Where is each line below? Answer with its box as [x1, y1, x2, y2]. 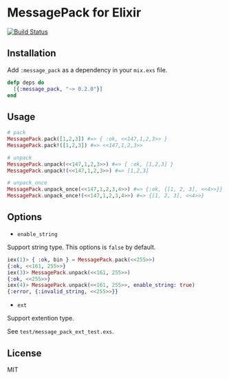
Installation [7, 47, 56, 59]
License [7, 347, 42, 359]
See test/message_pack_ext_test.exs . [7, 327, 115, 336]
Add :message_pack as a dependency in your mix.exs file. [7, 65, 168, 74]
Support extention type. [7, 314, 74, 323]
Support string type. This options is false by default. [7, 243, 156, 251]
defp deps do [7, 79, 45, 86]
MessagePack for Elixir [7, 5, 142, 21]
